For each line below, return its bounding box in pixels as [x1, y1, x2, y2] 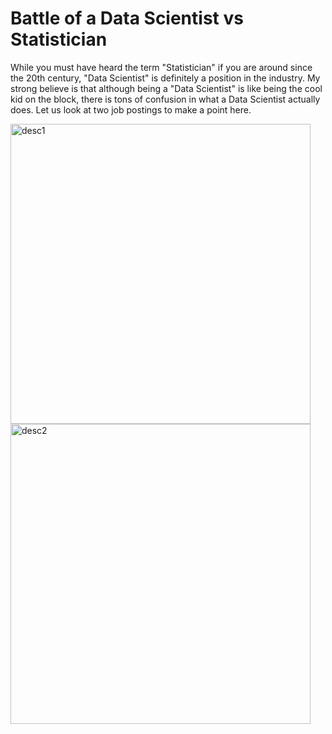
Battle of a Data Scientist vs [10, 7, 244, 30]
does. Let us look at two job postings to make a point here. [10, 103, 252, 116]
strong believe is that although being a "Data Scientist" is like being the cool [10, 82, 323, 94]
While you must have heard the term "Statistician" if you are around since [10, 61, 313, 73]
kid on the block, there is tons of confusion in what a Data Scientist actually [10, 93, 321, 105]
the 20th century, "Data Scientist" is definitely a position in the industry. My [10, 72, 321, 84]
